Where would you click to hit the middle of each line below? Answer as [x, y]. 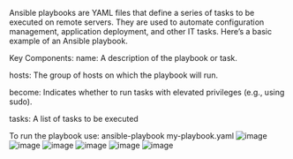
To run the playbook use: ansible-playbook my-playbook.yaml [122, 136]
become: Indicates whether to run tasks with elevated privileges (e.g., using [147, 92]
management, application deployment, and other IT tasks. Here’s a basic [140, 31]
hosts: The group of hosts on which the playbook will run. [114, 75]
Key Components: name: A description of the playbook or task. [124, 58]
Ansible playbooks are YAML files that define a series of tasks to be [132, 13]
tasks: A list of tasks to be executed [74, 119]
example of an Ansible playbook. [68, 41]
